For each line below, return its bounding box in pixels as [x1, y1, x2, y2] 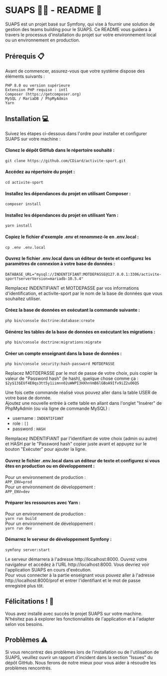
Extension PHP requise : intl [5, 87, 68, 92]
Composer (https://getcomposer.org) [5, 92, 81, 97]
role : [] [12, 420, 29, 427]
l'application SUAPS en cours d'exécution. [5, 567, 92, 572]
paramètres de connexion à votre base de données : [5, 261, 115, 267]
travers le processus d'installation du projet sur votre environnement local [5, 32, 157, 38]
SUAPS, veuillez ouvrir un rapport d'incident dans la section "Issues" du [5, 654, 153, 660]
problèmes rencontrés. [5, 665, 52, 671]
